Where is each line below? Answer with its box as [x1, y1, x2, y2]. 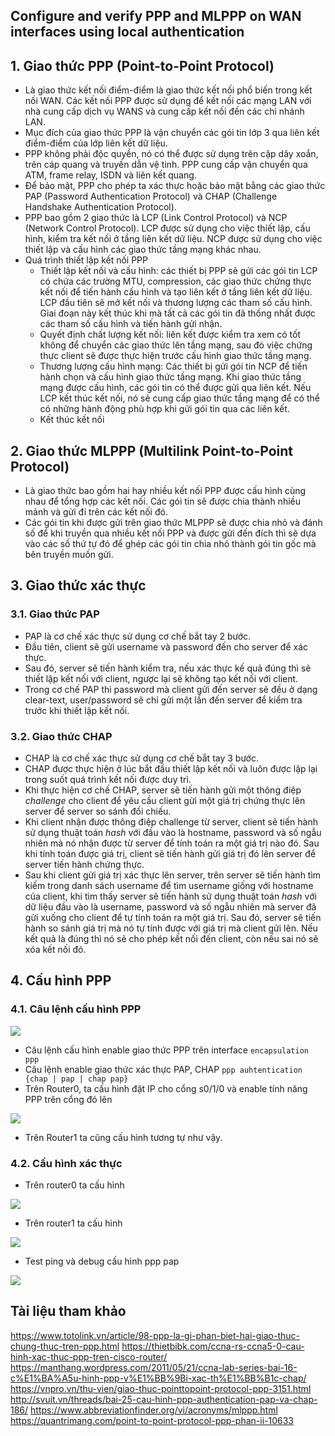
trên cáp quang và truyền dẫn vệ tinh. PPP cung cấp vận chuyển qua [24, 159, 308, 171]
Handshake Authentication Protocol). [24, 201, 177, 213]
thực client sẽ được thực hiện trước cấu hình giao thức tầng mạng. [39, 350, 312, 362]
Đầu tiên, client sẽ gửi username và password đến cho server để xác [24, 640, 308, 653]
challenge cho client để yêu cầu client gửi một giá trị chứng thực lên [24, 795, 306, 806]
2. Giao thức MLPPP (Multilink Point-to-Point [10, 442, 294, 459]
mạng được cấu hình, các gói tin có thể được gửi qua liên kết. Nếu [39, 382, 312, 394]
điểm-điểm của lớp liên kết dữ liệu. [24, 137, 168, 149]
